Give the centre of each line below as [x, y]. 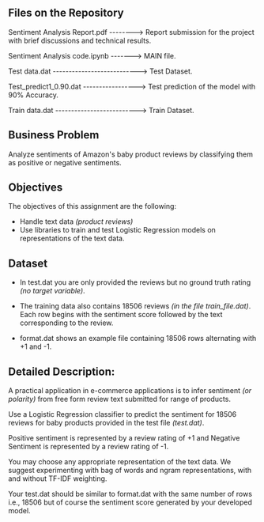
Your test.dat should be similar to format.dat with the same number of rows [130, 494]
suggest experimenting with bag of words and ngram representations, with [130, 471]
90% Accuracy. [34, 95]
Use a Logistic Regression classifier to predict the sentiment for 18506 [123, 414]
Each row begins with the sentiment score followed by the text [121, 315]
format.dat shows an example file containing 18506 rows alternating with [138, 339]
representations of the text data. [72, 238]
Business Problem [54, 135]
